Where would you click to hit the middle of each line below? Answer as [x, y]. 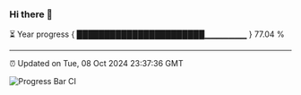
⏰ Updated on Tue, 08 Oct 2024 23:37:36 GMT [96, 64]
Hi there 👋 [31, 14]
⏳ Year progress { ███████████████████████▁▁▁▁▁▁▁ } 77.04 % [147, 34]
